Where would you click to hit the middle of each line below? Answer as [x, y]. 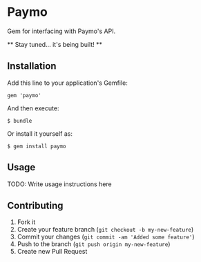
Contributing [35, 205]
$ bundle [20, 121]
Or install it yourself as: [40, 133]
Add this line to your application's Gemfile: [67, 83]
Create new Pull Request [52, 252]
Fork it [26, 222]
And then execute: [33, 108]
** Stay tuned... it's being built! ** [55, 44]
